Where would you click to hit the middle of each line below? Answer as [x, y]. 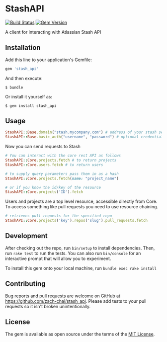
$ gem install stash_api [31, 106]
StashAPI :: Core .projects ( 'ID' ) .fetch [44, 192]
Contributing [25, 284]
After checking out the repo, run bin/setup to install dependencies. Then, [80, 248]
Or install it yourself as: [29, 96]
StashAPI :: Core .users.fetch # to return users [54, 165]
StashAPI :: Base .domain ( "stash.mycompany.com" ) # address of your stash [81, 132]
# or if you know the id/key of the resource [53, 187]
